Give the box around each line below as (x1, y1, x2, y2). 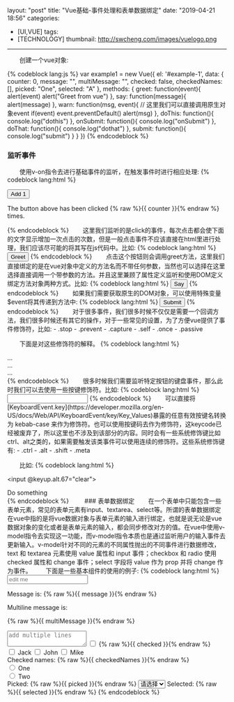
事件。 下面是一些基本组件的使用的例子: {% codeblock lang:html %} (13, 566, 219, 575)
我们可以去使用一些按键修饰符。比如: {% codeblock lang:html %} (13, 386, 200, 394)
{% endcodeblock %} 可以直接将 (89, 394, 196, 403)
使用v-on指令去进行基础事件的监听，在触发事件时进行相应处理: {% (19, 168, 210, 176)
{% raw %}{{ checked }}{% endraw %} (98, 640, 211, 648)
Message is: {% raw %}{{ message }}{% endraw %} (7, 590, 157, 599)
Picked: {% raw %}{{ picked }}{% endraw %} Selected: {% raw (7, 680, 217, 688)
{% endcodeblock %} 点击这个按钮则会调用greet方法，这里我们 (30, 252, 225, 261)
